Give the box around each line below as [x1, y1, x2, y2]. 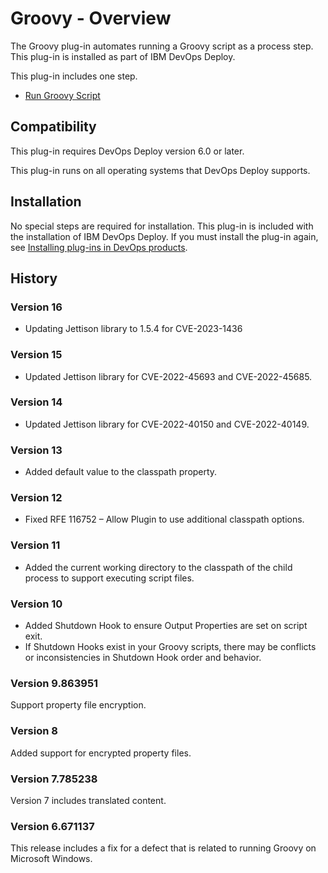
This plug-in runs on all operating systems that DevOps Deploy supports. [10, 164, 311, 176]
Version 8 [10, 724, 58, 738]
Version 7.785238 [10, 772, 98, 786]
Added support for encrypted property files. [10, 747, 192, 759]
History [10, 270, 58, 287]
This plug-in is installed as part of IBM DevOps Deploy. [10, 50, 236, 62]
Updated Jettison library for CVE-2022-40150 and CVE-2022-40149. [24, 418, 310, 430]
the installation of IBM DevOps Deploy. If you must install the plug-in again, [10, 230, 319, 242]
